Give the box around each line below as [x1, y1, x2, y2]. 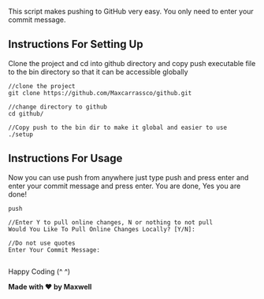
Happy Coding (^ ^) [8, 267, 71, 276]
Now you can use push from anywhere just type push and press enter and [8, 172, 249, 182]
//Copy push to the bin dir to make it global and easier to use [8, 124, 227, 131]
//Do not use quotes [8, 239, 76, 247]
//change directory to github [8, 102, 108, 111]
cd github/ [8, 109, 44, 117]
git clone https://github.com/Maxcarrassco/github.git [8, 89, 192, 97]
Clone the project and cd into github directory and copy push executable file [8, 58, 256, 68]
